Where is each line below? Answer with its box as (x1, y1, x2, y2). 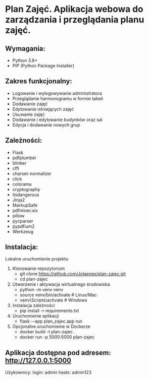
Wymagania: (5, 44, 46, 53)
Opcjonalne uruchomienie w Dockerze (12, 323, 91, 329)
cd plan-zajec (19, 276, 48, 282)
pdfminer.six (12, 207, 38, 213)
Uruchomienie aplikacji (12, 313, 59, 319)
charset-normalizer (12, 170, 52, 177)
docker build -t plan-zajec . (19, 329, 76, 335)
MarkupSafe (12, 202, 38, 208)
